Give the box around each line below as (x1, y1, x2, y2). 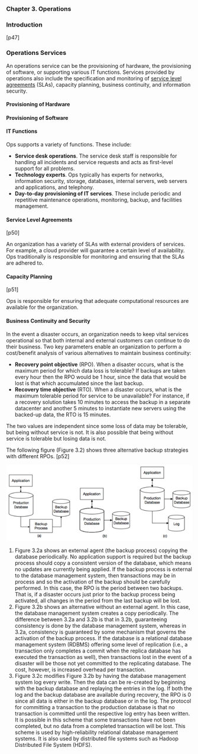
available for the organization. (6, 303, 79, 311)
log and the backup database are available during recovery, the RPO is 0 (14, 691, 191, 698)
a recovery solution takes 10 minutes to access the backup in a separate (14, 398, 191, 406)
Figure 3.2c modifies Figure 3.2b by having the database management (14, 672, 186, 679)
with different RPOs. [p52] (6, 452, 70, 459)
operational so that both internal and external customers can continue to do (6, 337, 190, 344)
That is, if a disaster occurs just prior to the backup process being (14, 590, 176, 598)
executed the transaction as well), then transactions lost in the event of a (14, 653, 192, 660)
